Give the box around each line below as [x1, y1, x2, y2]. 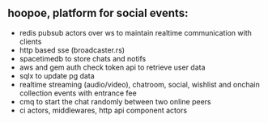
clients [19, 36, 42, 46]
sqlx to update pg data [19, 70, 95, 80]
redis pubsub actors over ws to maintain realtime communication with [19, 28, 252, 37]
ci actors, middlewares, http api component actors [19, 105, 188, 115]
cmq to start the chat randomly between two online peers [19, 96, 211, 106]
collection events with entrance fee [19, 88, 137, 98]
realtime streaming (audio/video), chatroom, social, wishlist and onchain [19, 79, 260, 89]
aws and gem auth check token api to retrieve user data [19, 62, 206, 72]
